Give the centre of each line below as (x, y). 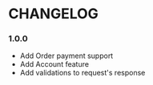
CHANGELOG (53, 14)
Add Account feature (54, 64)
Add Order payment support (66, 56)
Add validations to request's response (83, 73)
